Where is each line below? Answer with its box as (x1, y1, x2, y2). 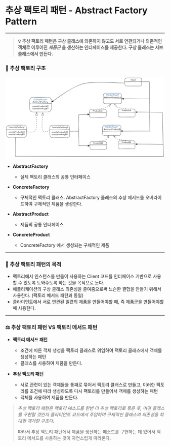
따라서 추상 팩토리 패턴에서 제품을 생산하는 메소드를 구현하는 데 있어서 (17, 428, 156, 435)
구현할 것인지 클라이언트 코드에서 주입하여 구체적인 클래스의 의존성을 (23, 411, 158, 418)
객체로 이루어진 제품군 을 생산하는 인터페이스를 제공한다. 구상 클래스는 (17, 44, 154, 50)
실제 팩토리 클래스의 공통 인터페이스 (20, 174, 91, 180)
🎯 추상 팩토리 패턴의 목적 (5, 261, 62, 268)
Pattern (5, 16, 37, 27)
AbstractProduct (12, 211, 49, 217)
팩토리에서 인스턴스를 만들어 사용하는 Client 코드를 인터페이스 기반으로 (12, 273, 152, 280)
